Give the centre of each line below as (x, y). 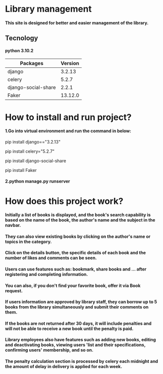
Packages (32, 63)
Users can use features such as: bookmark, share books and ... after (76, 269)
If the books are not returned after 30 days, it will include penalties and (78, 323)
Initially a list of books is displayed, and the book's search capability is (78, 215)
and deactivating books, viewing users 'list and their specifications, (75, 345)
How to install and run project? (68, 117)
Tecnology (21, 38)
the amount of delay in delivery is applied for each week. (64, 366)
